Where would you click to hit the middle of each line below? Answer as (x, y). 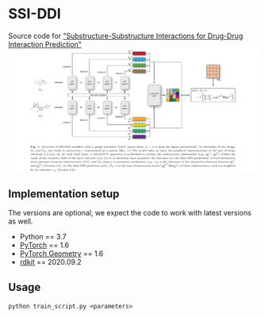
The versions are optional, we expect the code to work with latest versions (130, 213)
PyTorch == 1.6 (44, 245)
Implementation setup (64, 194)
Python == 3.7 (43, 237)
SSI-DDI (35, 14)
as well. (21, 221)
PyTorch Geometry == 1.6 (61, 254)
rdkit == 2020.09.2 (50, 262)
